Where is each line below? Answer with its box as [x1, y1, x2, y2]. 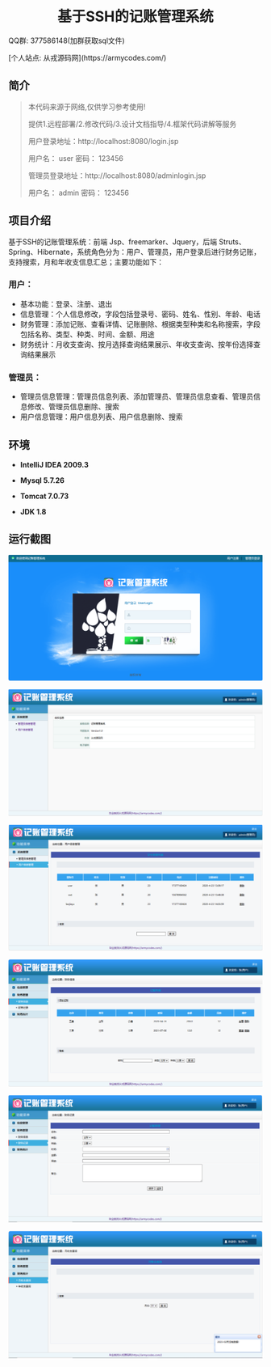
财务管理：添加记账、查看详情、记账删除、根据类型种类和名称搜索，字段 [19, 319, 261, 328]
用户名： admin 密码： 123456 [27, 188, 129, 197]
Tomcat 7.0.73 [19, 491, 69, 501]
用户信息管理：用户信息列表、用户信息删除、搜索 [19, 412, 183, 421]
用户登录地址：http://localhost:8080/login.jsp [27, 136, 179, 146]
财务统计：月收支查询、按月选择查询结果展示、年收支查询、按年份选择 [19, 339, 254, 349]
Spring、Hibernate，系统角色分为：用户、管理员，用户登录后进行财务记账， [8, 247, 261, 256]
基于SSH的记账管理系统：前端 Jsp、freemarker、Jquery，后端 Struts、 [8, 236, 246, 247]
